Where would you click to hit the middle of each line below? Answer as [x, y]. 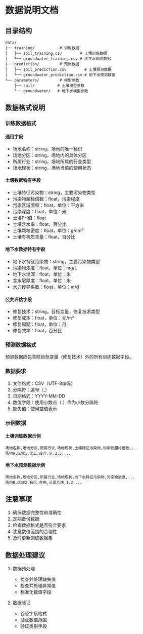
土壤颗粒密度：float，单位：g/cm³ [48, 230]
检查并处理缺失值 [38, 579]
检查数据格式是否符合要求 [39, 525]
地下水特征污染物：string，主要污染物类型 [56, 261]
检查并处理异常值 [38, 585]
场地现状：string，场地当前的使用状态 [52, 168]
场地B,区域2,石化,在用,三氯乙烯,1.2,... [44, 483]
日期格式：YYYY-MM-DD [39, 396]
